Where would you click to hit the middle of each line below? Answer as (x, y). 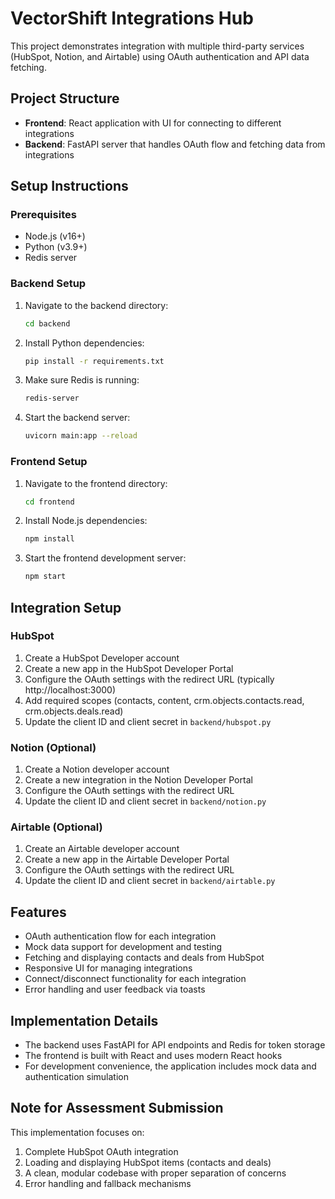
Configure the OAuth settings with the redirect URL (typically (149, 679)
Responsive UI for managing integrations (108, 968)
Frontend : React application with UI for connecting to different (153, 123)
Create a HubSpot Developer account (102, 658)
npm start (45, 577)
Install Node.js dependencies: (86, 521)
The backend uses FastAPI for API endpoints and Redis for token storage (175, 1045)
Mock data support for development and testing (123, 947)
